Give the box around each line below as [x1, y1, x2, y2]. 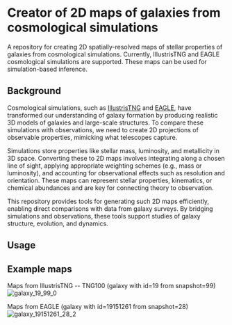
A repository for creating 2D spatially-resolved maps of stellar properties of [7, 42, 223, 51]
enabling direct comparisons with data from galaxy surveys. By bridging [7, 204, 213, 213]
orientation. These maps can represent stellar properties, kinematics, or [7, 176, 213, 184]
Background [7, 85, 61, 97]
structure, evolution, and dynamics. [7, 219, 109, 228]
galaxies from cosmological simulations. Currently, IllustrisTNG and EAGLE [7, 50, 220, 58]
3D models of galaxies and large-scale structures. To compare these [7, 118, 204, 127]
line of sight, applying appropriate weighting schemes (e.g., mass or [7, 161, 202, 170]
